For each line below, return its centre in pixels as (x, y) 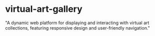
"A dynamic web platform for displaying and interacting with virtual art (77, 23)
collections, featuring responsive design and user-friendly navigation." (77, 28)
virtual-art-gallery (44, 9)
